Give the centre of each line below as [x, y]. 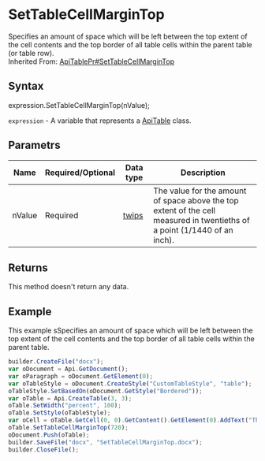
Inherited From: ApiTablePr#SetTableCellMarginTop [91, 61]
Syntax [26, 86]
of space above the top [196, 200]
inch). [164, 240]
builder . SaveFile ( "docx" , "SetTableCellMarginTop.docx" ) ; [105, 442]
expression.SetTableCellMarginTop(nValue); [79, 105]
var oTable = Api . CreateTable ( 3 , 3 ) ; [70, 398]
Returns [28, 268]
